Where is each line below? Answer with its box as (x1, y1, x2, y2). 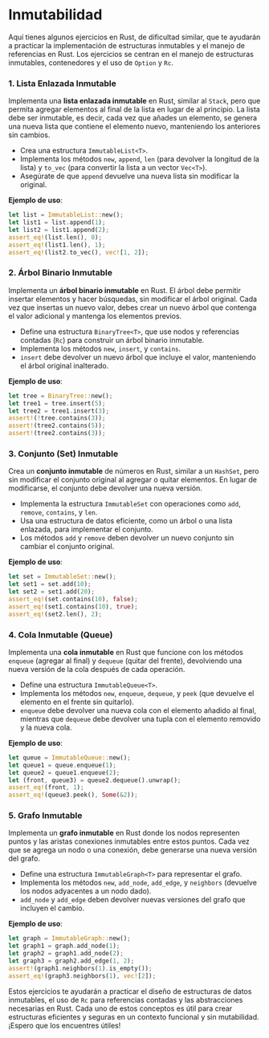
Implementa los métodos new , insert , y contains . (19, 344, 181, 353)
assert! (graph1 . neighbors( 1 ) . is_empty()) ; (8, 964, 153, 972)
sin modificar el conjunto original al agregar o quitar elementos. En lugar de (8, 475, 257, 485)
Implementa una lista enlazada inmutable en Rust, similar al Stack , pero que (8, 96, 261, 106)
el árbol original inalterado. (19, 360, 109, 370)
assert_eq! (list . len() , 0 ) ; (8, 233, 103, 242)
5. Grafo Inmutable (8, 810, 83, 821)
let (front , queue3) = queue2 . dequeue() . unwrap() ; (8, 776, 181, 784)
